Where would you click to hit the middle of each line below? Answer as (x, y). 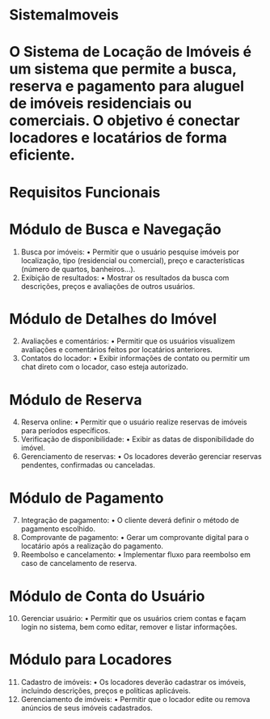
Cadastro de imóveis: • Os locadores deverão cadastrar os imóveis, (133, 683)
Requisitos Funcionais (85, 192)
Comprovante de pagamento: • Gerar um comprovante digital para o (135, 538)
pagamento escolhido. (58, 529)
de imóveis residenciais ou (101, 104)
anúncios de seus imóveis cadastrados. (86, 708)
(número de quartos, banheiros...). (78, 269)
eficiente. (42, 155)
